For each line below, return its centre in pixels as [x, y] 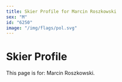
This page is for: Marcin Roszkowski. [50, 73]
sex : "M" [17, 17]
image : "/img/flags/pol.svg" [42, 28]
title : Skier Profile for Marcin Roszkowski [61, 11]
